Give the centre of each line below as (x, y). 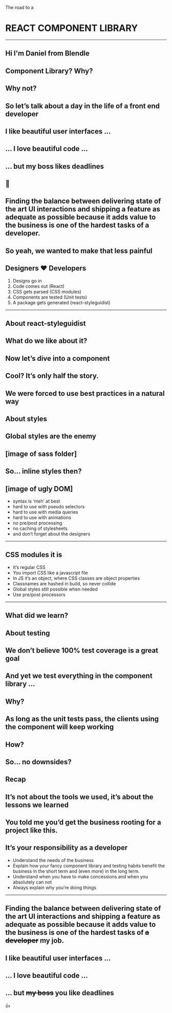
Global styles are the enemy (51, 436)
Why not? (21, 89)
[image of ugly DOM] (39, 489)
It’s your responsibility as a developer (67, 848)
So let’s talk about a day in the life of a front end (83, 106)
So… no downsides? (38, 762)
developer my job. (35, 941)
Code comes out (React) (39, 286)
